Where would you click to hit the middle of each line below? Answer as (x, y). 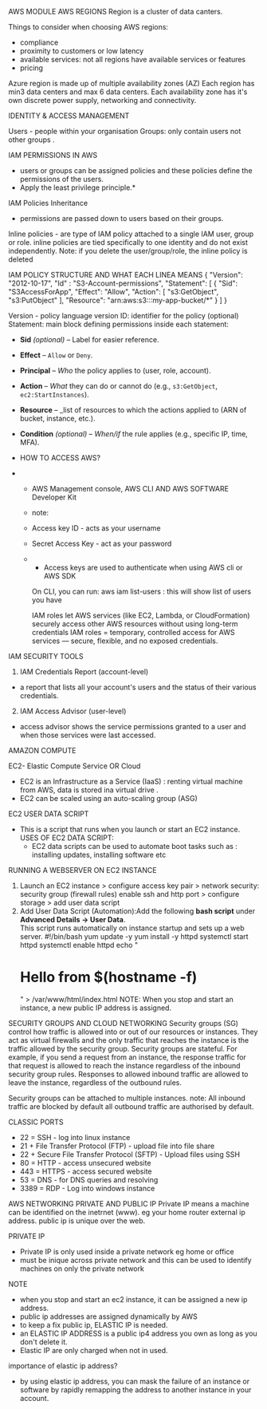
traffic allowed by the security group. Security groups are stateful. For (123, 1048)
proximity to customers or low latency (82, 51)
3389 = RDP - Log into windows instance (87, 1188)
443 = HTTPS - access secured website (86, 1171)
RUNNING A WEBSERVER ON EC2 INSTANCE (82, 870)
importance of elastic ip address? (63, 1366)
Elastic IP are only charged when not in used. (94, 1350)
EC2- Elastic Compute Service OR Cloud (75, 766)
